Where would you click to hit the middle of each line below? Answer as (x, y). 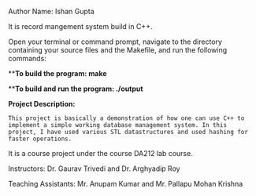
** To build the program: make (58, 73)
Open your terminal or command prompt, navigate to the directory (115, 42)
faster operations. (40, 139)
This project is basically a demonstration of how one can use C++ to (126, 118)
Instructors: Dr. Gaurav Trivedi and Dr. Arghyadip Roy (94, 169)
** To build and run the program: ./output (76, 89)
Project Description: (42, 104)
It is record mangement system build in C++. (80, 26)
